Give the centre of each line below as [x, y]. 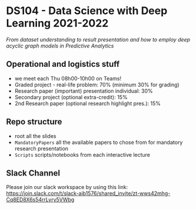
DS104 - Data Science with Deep [87, 11]
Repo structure [34, 122]
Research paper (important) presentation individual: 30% [84, 91]
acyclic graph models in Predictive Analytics [60, 46]
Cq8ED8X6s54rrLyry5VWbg [40, 200]
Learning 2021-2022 [57, 23]
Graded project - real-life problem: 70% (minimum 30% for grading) [97, 85]
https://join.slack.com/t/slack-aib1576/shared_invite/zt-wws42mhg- [88, 193]
